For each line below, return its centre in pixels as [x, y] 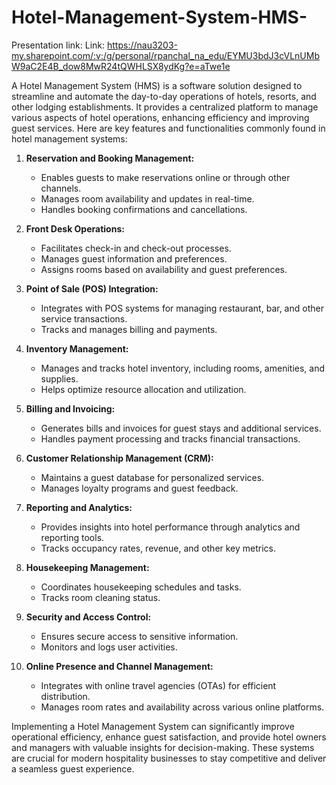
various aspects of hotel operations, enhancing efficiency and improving [160, 117]
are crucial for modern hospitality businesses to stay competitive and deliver [169, 758]
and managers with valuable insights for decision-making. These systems [163, 747]
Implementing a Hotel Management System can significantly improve [153, 726]
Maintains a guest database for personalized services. [152, 477]
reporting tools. [72, 537]
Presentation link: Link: [58, 45]
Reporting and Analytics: [79, 507]
